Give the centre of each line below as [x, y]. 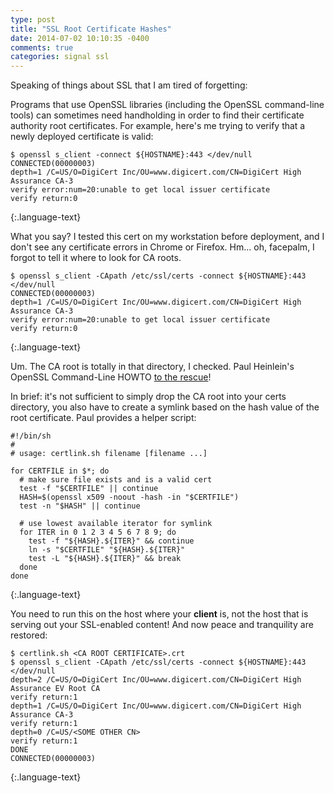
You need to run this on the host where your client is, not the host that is [159, 614]
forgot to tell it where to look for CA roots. [96, 258]
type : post [33, 19]
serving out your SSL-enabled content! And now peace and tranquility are [162, 625]
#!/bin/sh [31, 436]
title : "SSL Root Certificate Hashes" [91, 29]
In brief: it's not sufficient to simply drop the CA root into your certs [148, 397]
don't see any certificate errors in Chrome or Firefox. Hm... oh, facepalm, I [162, 247]
